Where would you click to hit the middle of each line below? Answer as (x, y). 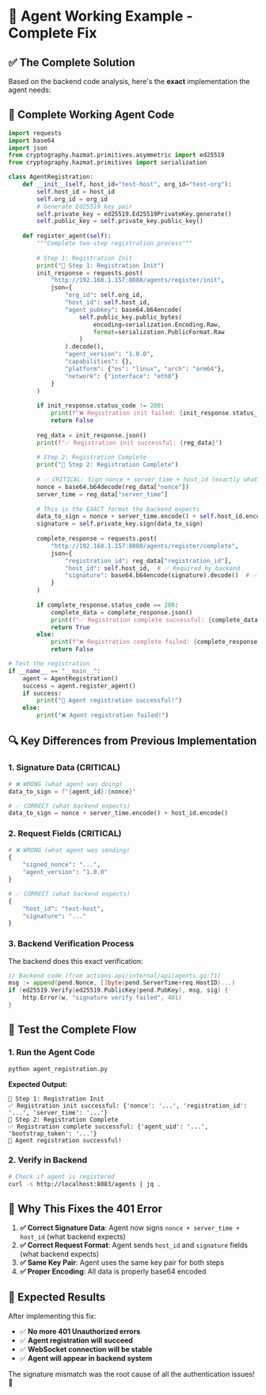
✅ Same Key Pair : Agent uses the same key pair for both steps (122, 1262)
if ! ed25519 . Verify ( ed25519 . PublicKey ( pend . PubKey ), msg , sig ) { (118, 990)
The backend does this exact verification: (76, 961)
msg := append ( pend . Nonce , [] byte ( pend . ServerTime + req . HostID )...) (122, 983)
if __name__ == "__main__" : (55, 671)
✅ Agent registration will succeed (76, 1340)
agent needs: (30, 90)
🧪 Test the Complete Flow (72, 1030)
